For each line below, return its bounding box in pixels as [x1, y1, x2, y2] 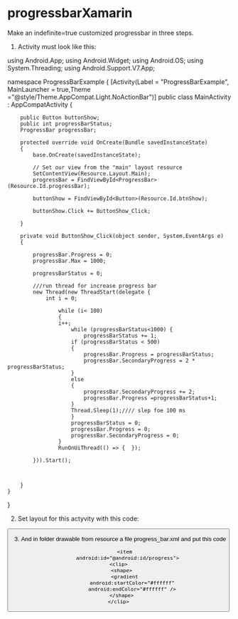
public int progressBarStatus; [20, 120, 113, 128]
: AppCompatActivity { [7, 100, 73, 108]
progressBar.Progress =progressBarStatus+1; [83, 394, 218, 402]
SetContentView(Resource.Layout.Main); [33, 170, 151, 177]
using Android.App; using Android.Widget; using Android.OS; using [7, 56, 204, 65]
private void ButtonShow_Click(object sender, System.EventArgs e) [20, 232, 224, 239]
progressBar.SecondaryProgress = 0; [70, 432, 180, 439]
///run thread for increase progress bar [33, 282, 158, 289]
